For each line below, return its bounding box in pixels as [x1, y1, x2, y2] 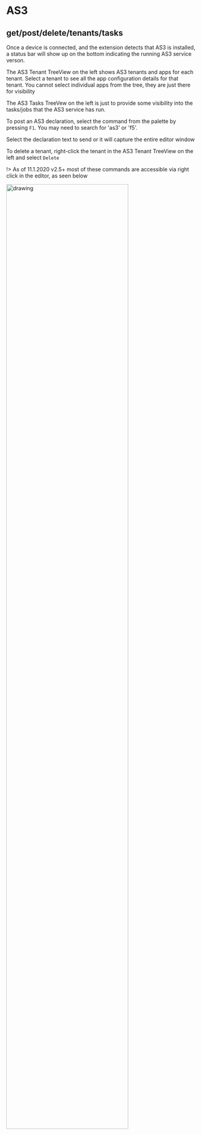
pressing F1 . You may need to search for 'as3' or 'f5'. [6, 124, 138, 131]
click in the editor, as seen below [6, 172, 88, 179]
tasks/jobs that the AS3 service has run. [6, 106, 106, 113]
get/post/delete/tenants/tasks [6, 28, 123, 38]
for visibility [6, 88, 35, 94]
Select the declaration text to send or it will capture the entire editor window [6, 136, 195, 143]
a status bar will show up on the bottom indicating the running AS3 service [6, 50, 192, 58]
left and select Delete [6, 154, 59, 161]
